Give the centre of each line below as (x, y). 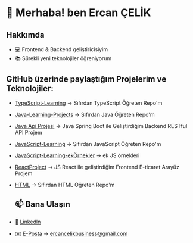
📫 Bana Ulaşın (42, 205)
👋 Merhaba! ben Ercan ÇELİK (79, 13)
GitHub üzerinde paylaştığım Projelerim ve (86, 80)
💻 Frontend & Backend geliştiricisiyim (61, 49)
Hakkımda (25, 35)
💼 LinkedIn (28, 222)
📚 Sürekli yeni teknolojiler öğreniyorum (63, 58)
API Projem (29, 132)
